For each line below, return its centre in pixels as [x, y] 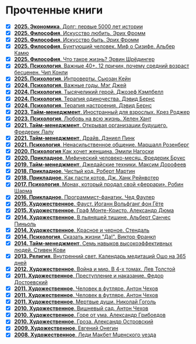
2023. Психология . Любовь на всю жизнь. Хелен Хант [83, 119]
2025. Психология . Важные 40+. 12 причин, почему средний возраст [102, 66]
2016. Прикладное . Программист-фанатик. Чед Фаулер [84, 197]
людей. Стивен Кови [40, 249]
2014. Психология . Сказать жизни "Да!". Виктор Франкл [85, 237]
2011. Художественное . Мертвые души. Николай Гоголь [85, 302]
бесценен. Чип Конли [41, 72]
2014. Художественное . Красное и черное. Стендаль [82, 230]
